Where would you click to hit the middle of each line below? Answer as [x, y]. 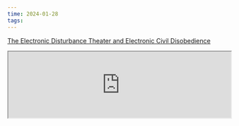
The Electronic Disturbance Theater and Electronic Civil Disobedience [109, 40]
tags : [15, 21]
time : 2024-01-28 [33, 14]
